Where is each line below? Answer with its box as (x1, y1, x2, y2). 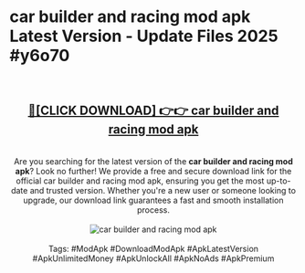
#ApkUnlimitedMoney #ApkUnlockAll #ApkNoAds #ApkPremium (32, 253, 275, 264)
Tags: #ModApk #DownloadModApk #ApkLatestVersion (48, 243, 258, 254)
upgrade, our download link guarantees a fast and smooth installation (22, 194, 285, 205)
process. (136, 204, 171, 215)
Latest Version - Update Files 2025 (9, 26, 279, 47)
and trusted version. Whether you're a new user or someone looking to (29, 184, 297, 195)
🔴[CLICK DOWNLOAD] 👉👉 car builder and (27, 103, 279, 119)
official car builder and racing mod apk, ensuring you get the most (16, 175, 265, 186)
